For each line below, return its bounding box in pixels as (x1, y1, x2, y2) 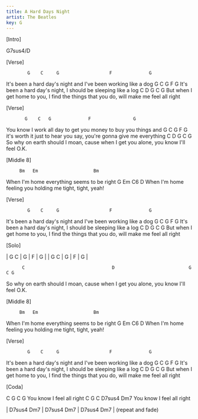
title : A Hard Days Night (6, 8, 70, 15)
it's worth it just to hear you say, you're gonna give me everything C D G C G (6, 132, 192, 139)
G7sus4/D (6, 47, 31, 54)
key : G (6, 20, 22, 25)
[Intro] (6, 36, 22, 43)
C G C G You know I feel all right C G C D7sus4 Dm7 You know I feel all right (6, 395, 191, 402)
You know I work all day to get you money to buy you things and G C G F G (6, 126, 188, 134)
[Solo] (6, 242, 21, 249)
